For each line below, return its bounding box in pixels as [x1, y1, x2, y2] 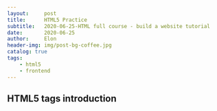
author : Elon [7, 36, 57, 42]
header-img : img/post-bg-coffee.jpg [7, 42, 112, 49]
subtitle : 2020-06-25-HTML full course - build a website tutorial [7, 23, 211, 29]
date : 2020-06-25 [7, 29, 76, 36]
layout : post [7, 10, 57, 17]
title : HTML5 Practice [7, 16, 88, 23]
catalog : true [7, 49, 48, 56]
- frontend [19, 67, 51, 74]
